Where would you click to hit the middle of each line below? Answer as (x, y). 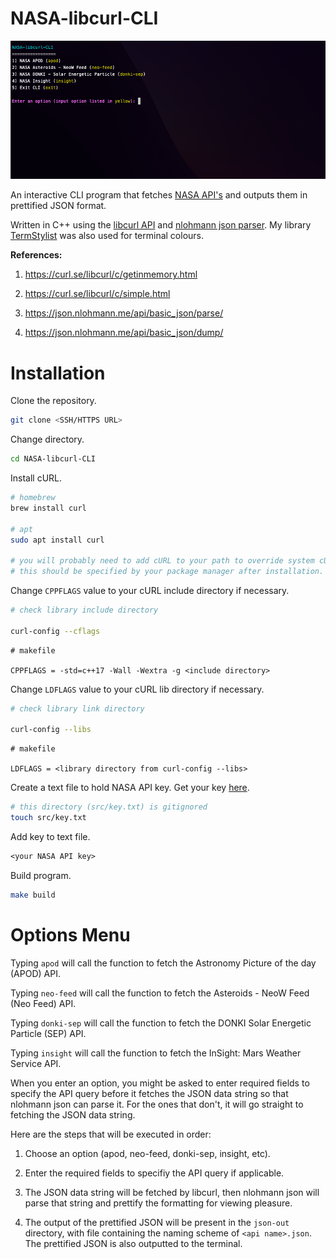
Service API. (36, 1063)
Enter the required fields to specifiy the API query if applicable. (154, 1173)
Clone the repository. (53, 401)
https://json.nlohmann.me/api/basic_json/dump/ (124, 333)
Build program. (41, 875)
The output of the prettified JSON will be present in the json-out (157, 1222)
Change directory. (47, 439)
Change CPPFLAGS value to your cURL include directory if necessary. (150, 591)
